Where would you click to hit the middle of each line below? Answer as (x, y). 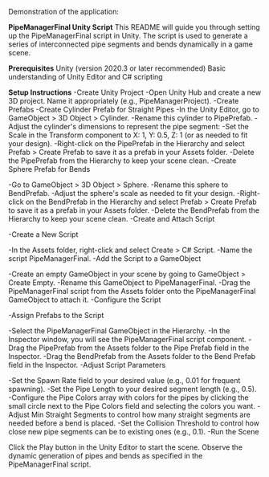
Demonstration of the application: (63, 12)
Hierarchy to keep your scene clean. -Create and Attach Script (112, 219)
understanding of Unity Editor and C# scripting (86, 77)
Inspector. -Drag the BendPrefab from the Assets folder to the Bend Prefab (132, 356)
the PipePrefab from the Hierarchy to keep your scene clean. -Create (122, 161)
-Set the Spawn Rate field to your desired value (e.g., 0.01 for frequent (124, 380)
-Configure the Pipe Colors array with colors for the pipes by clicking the (128, 397)
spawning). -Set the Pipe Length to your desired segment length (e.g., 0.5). (132, 389)
